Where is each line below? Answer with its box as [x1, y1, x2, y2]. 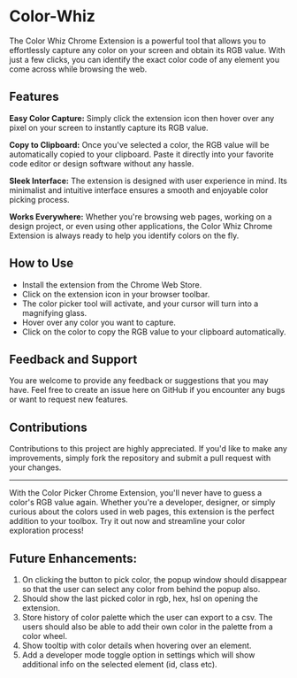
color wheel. [21, 631, 68, 641]
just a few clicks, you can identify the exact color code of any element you [9, 54, 280, 65]
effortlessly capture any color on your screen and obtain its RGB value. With [9, 44, 286, 55]
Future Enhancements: [9, 551, 138, 566]
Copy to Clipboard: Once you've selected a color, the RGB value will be [9, 139, 270, 150]
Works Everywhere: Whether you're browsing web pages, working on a [9, 211, 272, 222]
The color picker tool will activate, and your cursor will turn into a [21, 298, 259, 309]
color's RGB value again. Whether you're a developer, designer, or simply [9, 497, 276, 508]
